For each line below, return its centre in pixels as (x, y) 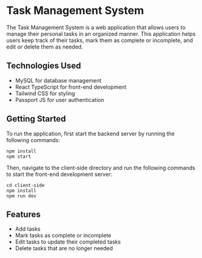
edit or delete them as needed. (45, 47)
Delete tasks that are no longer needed (64, 248)
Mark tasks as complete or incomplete (63, 236)
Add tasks (28, 229)
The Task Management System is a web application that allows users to (96, 27)
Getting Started (36, 119)
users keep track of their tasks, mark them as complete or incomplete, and (100, 40)
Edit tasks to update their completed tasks (68, 242)
